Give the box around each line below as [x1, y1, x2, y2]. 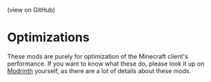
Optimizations [7, 30, 90, 45]
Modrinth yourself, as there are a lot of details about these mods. [7, 66, 192, 74]
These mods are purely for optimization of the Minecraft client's [7, 52, 188, 60]
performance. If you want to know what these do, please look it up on [7, 59, 205, 68]
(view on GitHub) [7, 6, 55, 14]
